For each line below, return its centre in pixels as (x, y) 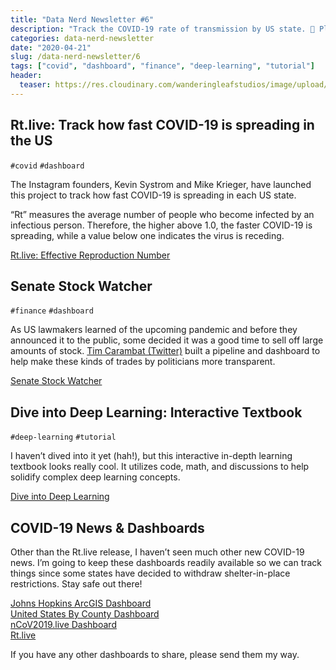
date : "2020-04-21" (51, 47)
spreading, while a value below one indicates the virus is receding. (147, 235)
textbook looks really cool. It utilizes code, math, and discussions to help (160, 467)
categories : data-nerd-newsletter (82, 38)
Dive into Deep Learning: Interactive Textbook (156, 412)
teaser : (35, 85)
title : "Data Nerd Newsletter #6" (82, 19)
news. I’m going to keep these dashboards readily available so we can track (166, 562)
